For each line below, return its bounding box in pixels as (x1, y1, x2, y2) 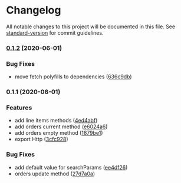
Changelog (6, 4, 61, 17)
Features (6, 104, 32, 112)
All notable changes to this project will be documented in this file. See (6, 23, 176, 30)
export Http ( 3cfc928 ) (14, 136, 69, 143)
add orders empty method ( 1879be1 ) (14, 129, 103, 137)
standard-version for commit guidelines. (6, 29, 104, 36)
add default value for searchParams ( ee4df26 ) (14, 164, 128, 171)
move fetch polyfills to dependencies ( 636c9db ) (14, 73, 132, 80)
